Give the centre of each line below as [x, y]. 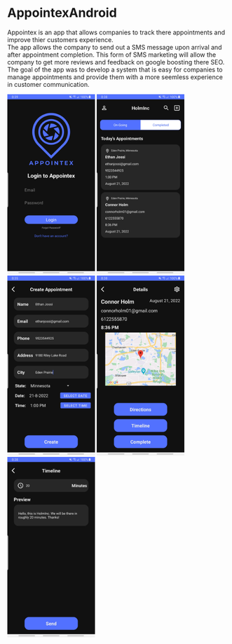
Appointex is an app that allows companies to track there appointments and [116, 32]
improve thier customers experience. [60, 39]
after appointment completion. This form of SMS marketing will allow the [112, 55]
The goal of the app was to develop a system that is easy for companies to [115, 69]
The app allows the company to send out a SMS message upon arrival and [115, 47]
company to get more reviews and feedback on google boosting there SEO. [116, 62]
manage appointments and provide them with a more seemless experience [115, 77]
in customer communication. [48, 84]
